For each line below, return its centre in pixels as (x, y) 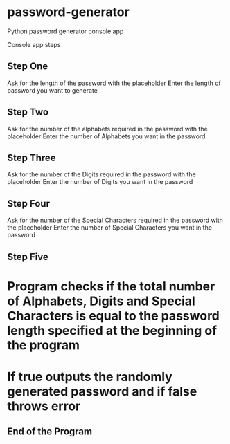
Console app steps (34, 44)
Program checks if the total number (111, 286)
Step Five (28, 257)
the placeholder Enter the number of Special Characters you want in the (110, 228)
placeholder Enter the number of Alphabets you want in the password (106, 136)
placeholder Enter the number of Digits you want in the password (100, 182)
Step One (28, 66)
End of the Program (50, 432)
